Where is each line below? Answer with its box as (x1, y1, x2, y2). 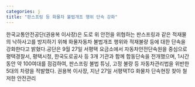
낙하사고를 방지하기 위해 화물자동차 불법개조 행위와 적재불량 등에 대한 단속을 (12, 38, 186, 45)
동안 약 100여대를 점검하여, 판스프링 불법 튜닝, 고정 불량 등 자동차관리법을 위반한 (6, 60, 189, 67)
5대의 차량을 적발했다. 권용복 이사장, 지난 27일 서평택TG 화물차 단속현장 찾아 (6, 67, 182, 74)
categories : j (6, 8, 41, 15)
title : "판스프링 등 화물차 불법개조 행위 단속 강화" (6, 14, 118, 20)
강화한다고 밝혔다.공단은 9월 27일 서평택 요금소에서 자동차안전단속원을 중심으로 (6, 45, 187, 53)
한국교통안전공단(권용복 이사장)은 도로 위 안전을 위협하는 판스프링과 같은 (6, 30, 171, 38)
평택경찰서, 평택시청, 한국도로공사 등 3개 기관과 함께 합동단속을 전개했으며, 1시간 (6, 53, 189, 60)
